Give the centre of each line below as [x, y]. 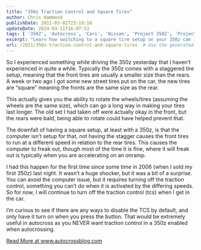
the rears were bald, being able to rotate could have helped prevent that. [95, 118]
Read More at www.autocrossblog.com [54, 240]
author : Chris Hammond [34, 17]
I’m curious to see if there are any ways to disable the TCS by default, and [97, 210]
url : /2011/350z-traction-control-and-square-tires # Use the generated [100, 45]
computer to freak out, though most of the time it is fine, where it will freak [98, 149]
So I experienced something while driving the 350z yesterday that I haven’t [98, 62]
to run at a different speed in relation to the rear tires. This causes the [92, 142]
